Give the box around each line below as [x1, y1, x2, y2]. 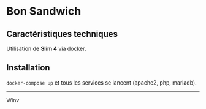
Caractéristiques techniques [6, 29, 118, 39]
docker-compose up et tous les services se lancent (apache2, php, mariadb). [6, 78, 197, 86]
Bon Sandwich [6, 4, 82, 18]
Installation [6, 62, 50, 73]
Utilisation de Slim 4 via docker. [6, 45, 86, 52]
